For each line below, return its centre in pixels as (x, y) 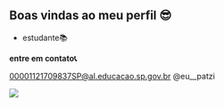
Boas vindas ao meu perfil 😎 (91, 16)
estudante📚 (45, 37)
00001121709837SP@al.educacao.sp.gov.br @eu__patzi (112, 76)
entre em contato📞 (43, 58)
